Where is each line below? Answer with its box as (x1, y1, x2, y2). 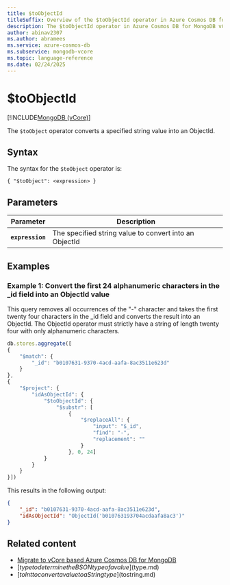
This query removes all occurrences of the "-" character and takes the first (7, 305, 218, 313)
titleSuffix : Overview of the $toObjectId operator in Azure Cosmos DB (7, 16, 216, 23)
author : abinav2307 (7, 29, 63, 36)
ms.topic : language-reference (7, 55, 94, 62)
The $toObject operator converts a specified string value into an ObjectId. (7, 126, 216, 134)
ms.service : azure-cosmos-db (7, 42, 90, 49)
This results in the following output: (7, 486, 107, 494)
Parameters (7, 196, 58, 208)
